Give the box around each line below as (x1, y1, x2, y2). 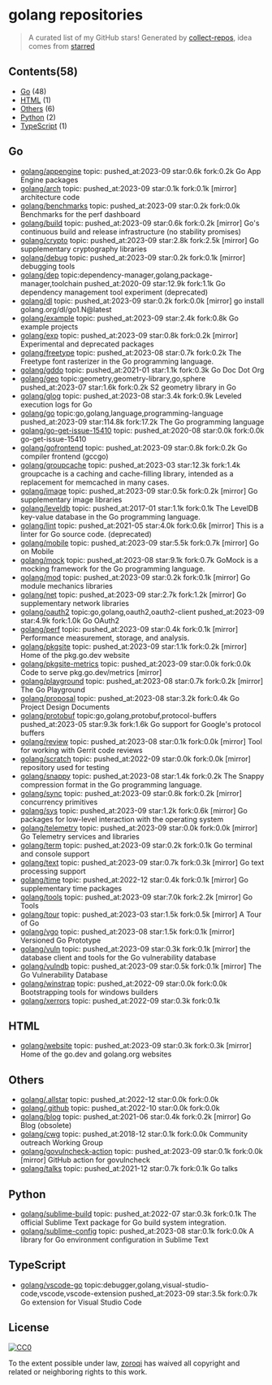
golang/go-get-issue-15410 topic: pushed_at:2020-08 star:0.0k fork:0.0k (19, 425, 265, 435)
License (8, 1321, 50, 1335)
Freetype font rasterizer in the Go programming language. (19, 356, 214, 366)
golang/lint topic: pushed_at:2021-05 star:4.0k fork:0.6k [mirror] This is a (19, 520, 264, 530)
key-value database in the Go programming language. (19, 512, 201, 521)
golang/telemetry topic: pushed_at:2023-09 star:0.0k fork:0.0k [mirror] (19, 823, 258, 833)
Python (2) (19, 112, 57, 122)
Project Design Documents (19, 702, 110, 712)
